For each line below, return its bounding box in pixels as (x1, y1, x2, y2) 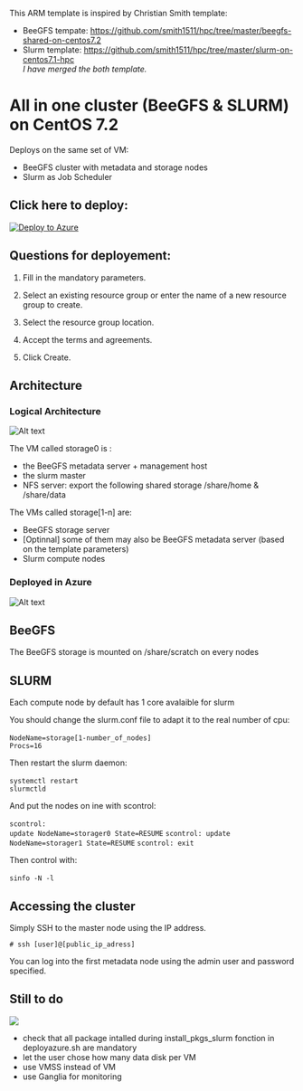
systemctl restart (9, 777, 79, 786)
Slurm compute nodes (22, 554, 106, 564)
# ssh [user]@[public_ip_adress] (9, 940, 136, 949)
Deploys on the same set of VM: (9, 144, 129, 155)
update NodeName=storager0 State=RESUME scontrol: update (9, 830, 231, 839)
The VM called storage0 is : (9, 443, 112, 454)
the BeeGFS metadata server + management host (22, 460, 208, 471)
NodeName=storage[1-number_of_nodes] (9, 734, 152, 743)
